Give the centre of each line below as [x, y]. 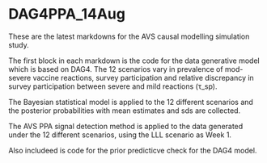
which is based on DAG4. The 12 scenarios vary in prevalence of [116, 69]
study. [19, 44]
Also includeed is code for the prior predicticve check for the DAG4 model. [133, 150]
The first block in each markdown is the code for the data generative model [134, 61]
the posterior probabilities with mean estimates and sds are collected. [125, 111]
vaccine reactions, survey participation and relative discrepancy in [144, 77]
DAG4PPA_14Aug [67, 14]
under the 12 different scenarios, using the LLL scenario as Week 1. [120, 135]
